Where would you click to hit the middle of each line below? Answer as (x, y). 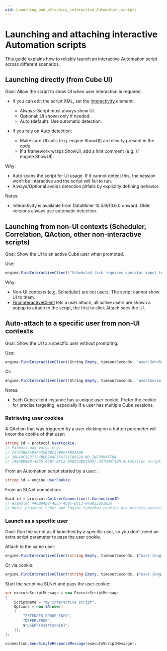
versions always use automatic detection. (55, 211)
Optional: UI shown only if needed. (55, 116)
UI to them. (24, 297)
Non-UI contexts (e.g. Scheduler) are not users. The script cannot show (86, 292)
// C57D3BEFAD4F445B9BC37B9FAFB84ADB (44, 452)
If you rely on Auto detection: (42, 131)
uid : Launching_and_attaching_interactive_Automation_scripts (71, 10)
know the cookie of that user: (35, 434)
